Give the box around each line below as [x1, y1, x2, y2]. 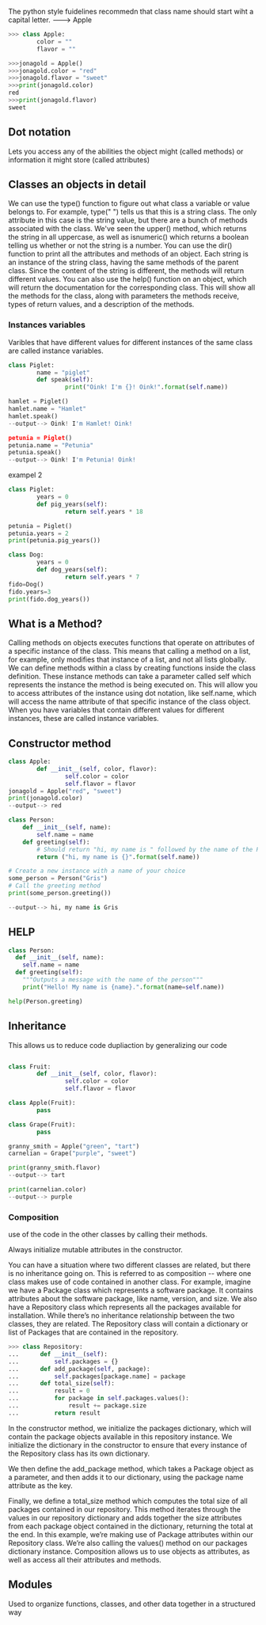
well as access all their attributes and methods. [8, 1555, 162, 1564]
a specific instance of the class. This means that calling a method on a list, [8, 647, 251, 656]
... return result [8, 1409, 101, 1417]
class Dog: [8, 551, 44, 559]
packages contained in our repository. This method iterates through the [8, 1504, 241, 1514]
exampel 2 [8, 470, 43, 480]
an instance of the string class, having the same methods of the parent [8, 257, 239, 268]
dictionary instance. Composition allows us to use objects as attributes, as [8, 1547, 251, 1556]
